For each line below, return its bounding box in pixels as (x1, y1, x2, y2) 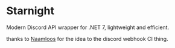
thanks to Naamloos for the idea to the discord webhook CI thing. (6, 35, 168, 42)
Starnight (6, 4, 54, 18)
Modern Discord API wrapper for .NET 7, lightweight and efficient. (6, 24, 170, 31)
